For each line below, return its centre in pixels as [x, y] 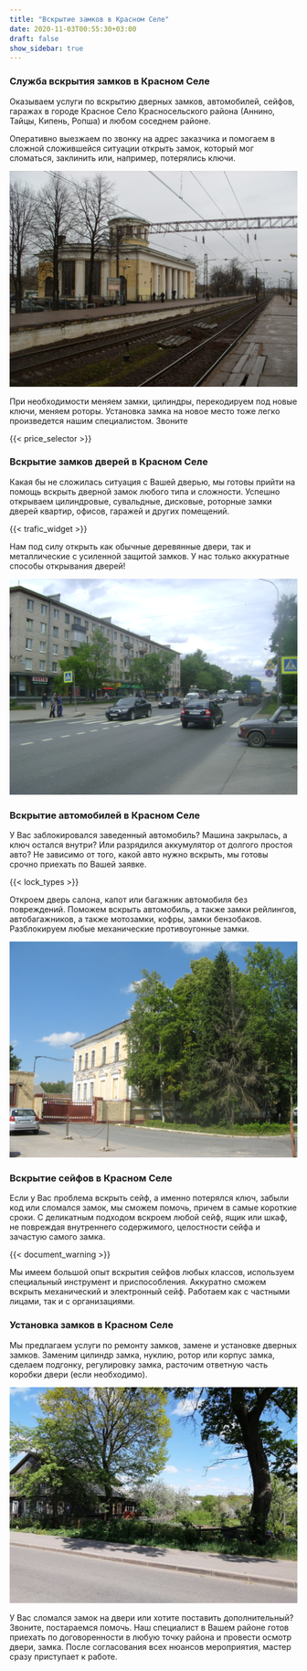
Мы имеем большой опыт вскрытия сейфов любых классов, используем [152, 1272]
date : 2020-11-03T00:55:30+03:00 [73, 29]
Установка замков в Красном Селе [91, 1325]
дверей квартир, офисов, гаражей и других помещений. [120, 511]
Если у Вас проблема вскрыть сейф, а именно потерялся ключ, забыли [149, 1198]
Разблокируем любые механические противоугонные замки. [129, 929]
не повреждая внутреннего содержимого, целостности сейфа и [135, 1227]
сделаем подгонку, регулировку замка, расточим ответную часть [139, 1364]
